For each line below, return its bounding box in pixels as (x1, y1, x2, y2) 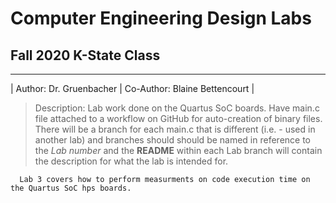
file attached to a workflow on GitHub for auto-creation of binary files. (34, 113, 323, 124)
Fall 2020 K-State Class (10, 47, 161, 64)
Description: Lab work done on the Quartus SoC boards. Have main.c (34, 102, 320, 114)
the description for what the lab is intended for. (34, 155, 229, 167)
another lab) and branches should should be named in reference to (34, 134, 312, 146)
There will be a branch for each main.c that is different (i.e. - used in (34, 123, 316, 135)
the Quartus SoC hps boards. (10, 183, 132, 193)
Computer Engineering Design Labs (10, 7, 312, 30)
